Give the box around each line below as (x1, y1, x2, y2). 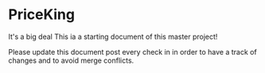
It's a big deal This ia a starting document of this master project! (8, 32, 218, 41)
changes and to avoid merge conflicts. (8, 56, 134, 65)
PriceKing (8, 6, 76, 24)
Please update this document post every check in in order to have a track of (8, 47, 257, 56)
